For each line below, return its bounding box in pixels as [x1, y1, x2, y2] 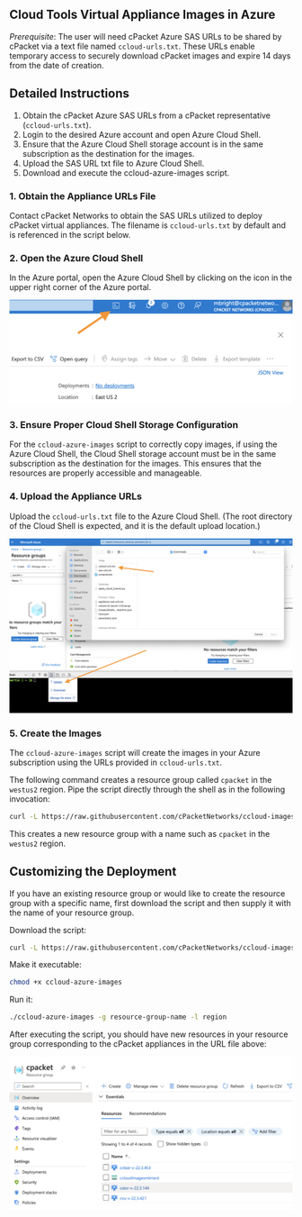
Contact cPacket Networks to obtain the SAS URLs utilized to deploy [9, 210, 263, 221]
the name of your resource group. [9, 907, 135, 918]
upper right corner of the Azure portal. [9, 282, 152, 293]
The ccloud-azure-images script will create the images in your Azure [9, 747, 261, 758]
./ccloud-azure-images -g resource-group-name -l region [9, 1013, 227, 1022]
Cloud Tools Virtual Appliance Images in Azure [9, 7, 276, 23]
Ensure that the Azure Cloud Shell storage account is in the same [22, 139, 263, 150]
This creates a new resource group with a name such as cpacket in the [9, 828, 271, 839]
